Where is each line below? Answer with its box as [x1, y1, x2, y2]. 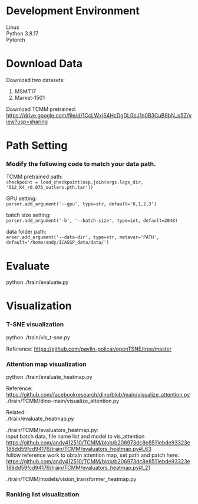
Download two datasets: [6, 76, 65, 83]
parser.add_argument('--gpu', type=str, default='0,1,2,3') [6, 201, 157, 207]
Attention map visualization [6, 360, 87, 368]
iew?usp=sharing [6, 118, 48, 125]
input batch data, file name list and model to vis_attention [6, 433, 145, 440]
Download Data [6, 57, 82, 70]
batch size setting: [6, 211, 51, 219]
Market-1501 [14, 94, 45, 101]
